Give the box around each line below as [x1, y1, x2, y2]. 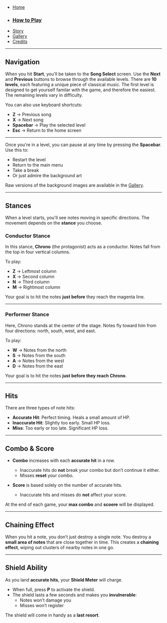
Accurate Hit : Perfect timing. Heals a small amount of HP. [12, 415, 131, 420]
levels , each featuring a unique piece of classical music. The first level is [5, 82, 154, 88]
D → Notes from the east [12, 363, 63, 369]
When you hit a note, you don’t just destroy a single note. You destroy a [5, 534, 152, 540]
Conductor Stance [5, 232, 51, 239]
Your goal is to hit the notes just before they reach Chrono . [5, 373, 127, 379]
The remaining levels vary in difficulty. [5, 92, 83, 98]
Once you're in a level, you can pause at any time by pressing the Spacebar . [5, 142, 162, 148]
